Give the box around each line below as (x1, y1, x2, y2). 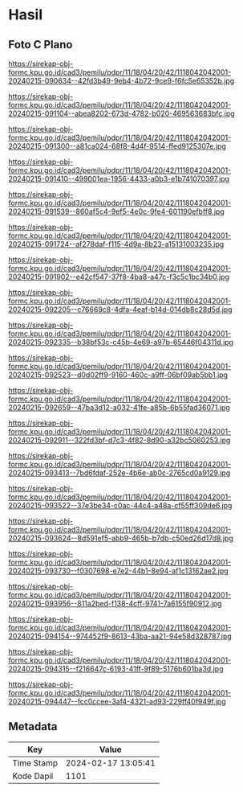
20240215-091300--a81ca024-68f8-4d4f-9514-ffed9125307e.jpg (8, 142, 226, 150)
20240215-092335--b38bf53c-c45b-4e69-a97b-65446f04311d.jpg (8, 338, 234, 347)
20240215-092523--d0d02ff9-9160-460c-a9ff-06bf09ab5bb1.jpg (8, 370, 229, 380)
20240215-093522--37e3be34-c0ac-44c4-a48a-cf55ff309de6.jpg (8, 501, 233, 510)
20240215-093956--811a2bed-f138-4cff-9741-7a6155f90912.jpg (8, 599, 222, 608)
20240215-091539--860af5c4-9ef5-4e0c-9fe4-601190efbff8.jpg (8, 207, 225, 216)
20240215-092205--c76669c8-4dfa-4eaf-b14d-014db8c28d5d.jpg (8, 305, 233, 314)
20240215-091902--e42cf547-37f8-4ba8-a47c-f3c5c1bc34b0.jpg (8, 272, 230, 281)
